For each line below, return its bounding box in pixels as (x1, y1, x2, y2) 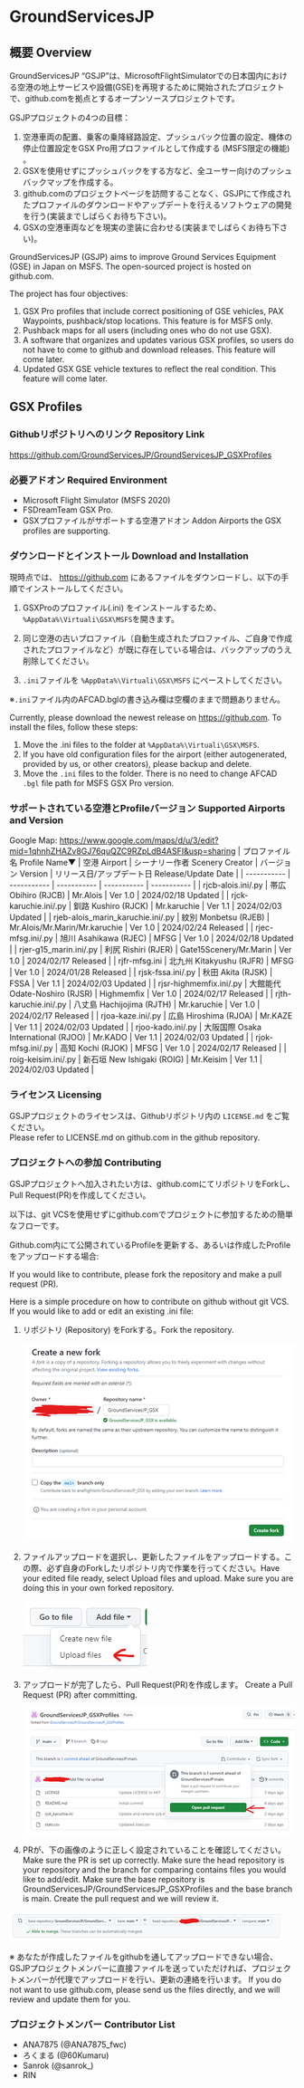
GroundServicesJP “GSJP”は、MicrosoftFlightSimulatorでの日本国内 (9, 71, 264, 81)
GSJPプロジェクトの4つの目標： (9, 112, 131, 123)
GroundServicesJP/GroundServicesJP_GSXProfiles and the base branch (22, 1883, 293, 1894)
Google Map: (9, 835, 58, 846)
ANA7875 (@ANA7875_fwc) (22, 2039, 127, 2050)
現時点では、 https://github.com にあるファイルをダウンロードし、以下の (9, 572, 281, 583)
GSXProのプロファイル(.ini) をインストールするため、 (22, 602, 222, 613)
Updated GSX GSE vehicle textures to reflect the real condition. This (22, 364, 277, 374)
